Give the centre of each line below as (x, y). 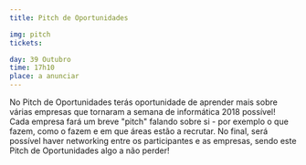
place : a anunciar (44, 77)
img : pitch (30, 34)
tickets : (26, 43)
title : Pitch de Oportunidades (69, 18)
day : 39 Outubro (40, 59)
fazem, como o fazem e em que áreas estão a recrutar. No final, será (139, 131)
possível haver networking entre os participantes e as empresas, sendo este (153, 141)
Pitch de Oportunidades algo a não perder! (90, 150)
